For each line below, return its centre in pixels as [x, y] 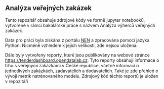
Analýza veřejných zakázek [48, 8]
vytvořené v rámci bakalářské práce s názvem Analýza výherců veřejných [80, 25]
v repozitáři [17, 81]
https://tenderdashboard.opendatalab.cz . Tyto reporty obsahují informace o [82, 60]
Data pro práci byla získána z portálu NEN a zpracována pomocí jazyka [77, 40]
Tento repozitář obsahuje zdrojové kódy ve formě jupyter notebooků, [75, 20]
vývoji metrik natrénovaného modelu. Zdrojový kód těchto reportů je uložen [82, 76]
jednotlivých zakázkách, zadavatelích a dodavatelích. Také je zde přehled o [82, 71]
